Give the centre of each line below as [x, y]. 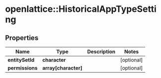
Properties [22, 38]
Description [101, 52]
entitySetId [21, 60]
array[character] [62, 68]
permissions [23, 68]
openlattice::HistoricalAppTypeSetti [81, 9]
